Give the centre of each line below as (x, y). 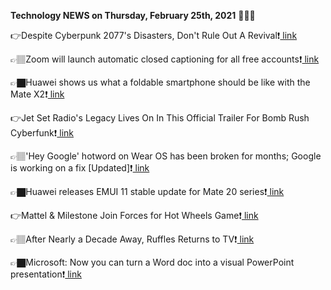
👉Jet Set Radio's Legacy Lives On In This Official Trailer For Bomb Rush (160, 118)
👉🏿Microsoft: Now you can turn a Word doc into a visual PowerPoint (152, 262)
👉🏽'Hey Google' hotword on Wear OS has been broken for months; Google (166, 156)
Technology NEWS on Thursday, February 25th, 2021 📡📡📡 (133, 15)
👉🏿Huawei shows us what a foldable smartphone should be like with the (160, 82)
